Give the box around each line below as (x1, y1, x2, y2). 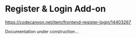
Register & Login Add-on (5, 3, 106, 14)
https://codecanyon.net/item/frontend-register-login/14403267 (5, 19, 131, 25)
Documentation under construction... (5, 28, 79, 34)
